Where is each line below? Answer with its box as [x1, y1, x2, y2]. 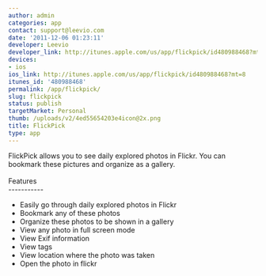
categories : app [8, 19, 62, 27]
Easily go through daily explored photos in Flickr [19, 199, 177, 210]
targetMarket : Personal [8, 108, 87, 115]
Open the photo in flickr [19, 259, 97, 268]
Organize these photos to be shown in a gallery [19, 217, 174, 226]
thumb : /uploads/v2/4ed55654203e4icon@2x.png [8, 115, 161, 123]
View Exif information [19, 233, 89, 243]
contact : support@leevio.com [8, 26, 104, 34]
